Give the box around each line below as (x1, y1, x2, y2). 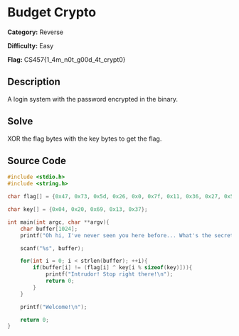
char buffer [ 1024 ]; (20, 225, 78, 232)
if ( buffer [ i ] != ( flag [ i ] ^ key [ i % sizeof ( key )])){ (33, 264, 193, 271)
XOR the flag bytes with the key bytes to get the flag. (7, 134, 162, 143)
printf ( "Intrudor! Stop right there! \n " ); (45, 271, 174, 278)
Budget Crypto (7, 4, 97, 21)
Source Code (7, 154, 66, 167)
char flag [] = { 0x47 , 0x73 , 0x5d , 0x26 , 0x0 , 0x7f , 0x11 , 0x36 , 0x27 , (7, 193, 221, 200)
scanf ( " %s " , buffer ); (20, 244, 84, 252)
